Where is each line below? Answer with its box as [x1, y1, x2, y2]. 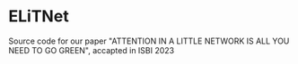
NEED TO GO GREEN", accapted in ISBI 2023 [8, 44, 175, 55]
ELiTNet [8, 6, 69, 27]
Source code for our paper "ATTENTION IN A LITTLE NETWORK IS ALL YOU [8, 36, 290, 46]
